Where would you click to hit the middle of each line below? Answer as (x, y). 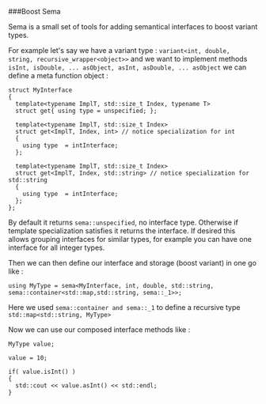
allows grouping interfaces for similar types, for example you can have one (130, 239)
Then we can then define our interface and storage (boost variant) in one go (133, 263)
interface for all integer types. (57, 247)
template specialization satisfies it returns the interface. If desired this (122, 231)
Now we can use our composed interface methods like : (99, 330)
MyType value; (32, 344)
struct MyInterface (40, 90)
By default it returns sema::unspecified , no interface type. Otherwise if (123, 222)
